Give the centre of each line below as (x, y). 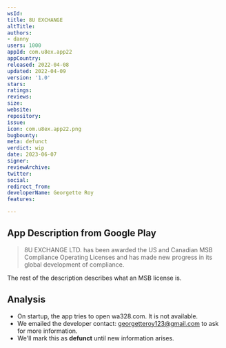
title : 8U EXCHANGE (35, 20)
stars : (17, 84)
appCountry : (24, 59)
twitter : (20, 174)
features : (21, 199)
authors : (20, 33)
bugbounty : (23, 135)
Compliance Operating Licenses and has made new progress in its (118, 257)
